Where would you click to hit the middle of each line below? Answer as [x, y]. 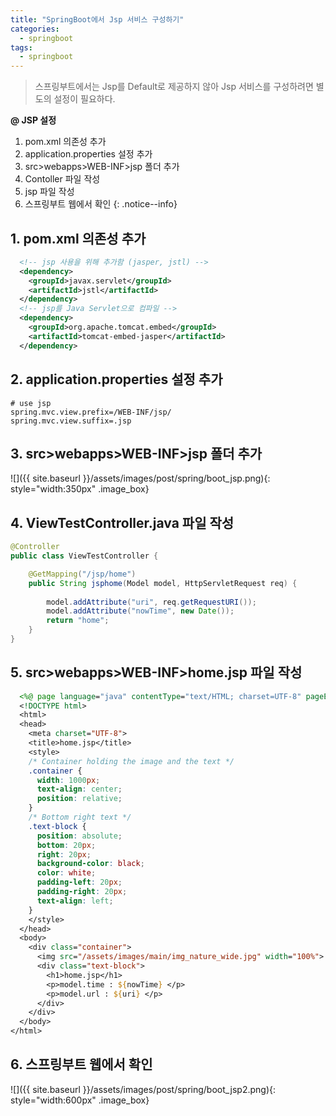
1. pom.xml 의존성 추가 [78, 238]
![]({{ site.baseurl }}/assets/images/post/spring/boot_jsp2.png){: [143, 1089]
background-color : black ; [90, 864]
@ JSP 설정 [33, 120]
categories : [35, 29]
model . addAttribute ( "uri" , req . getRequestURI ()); [151, 602]
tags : [21, 47]
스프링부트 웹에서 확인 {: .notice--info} [101, 204]
